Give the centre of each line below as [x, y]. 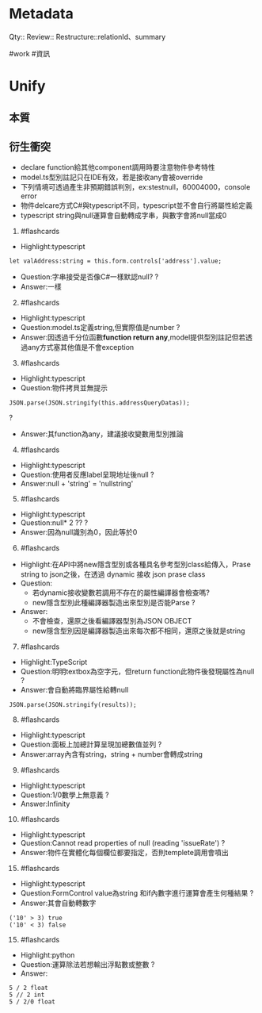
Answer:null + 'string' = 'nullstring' [77, 484]
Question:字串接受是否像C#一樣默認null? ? [89, 277]
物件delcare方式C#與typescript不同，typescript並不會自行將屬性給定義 [136, 205]
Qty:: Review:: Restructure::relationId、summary [87, 36]
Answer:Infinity [45, 804]
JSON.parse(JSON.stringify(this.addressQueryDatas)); [100, 403]
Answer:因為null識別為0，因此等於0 [79, 532]
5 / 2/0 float [32, 1002]
